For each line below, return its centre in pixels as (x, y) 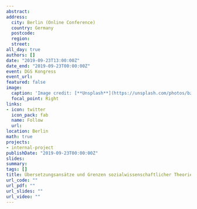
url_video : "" (23, 197)
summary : (17, 164)
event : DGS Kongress (31, 71)
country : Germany (33, 28)
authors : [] (21, 55)
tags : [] (17, 169)
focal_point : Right (35, 98)
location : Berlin (27, 131)
